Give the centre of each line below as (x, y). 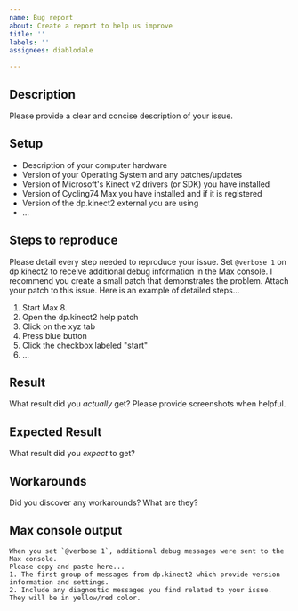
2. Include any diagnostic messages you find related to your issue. (141, 590)
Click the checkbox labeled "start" (85, 345)
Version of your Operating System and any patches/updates (132, 174)
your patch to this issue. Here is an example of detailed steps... (125, 290)
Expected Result (56, 432)
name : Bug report (41, 17)
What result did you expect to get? (72, 454)
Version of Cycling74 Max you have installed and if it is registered (142, 193)
